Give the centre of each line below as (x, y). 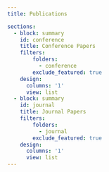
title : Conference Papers (58, 47)
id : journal (37, 105)
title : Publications (38, 14)
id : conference (42, 39)
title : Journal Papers (53, 112)
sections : (22, 26)
